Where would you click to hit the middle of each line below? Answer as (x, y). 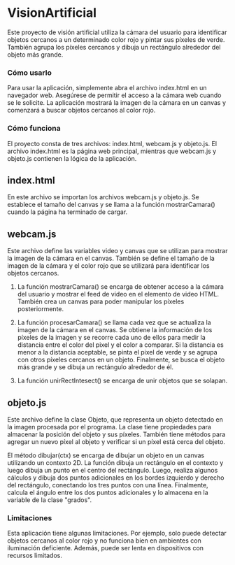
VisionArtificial (52, 13)
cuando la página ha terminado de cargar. (67, 212)
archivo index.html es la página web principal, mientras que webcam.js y (112, 151)
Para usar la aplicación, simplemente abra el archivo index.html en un (107, 88)
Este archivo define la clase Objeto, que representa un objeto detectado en (115, 419)
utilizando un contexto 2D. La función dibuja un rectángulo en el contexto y (115, 462)
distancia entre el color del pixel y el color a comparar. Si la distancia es (120, 345)
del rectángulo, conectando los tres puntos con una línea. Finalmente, (108, 485)
